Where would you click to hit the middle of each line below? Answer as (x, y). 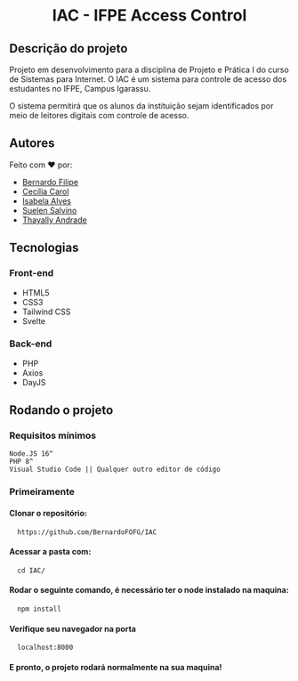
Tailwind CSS (46, 312)
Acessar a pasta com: (50, 552)
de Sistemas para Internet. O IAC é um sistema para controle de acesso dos (148, 79)
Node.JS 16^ (31, 454)
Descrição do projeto (68, 49)
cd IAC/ (32, 571)
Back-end (31, 344)
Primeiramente (42, 492)
